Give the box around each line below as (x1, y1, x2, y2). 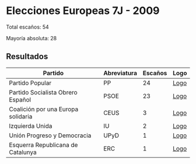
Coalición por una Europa (9, 105, 79, 113)
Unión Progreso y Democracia (9, 131, 92, 139)
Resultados (6, 51, 48, 62)
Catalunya (9, 148, 37, 156)
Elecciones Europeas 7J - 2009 (6, 4, 160, 18)
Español (9, 95, 31, 103)
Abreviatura (103, 69, 137, 77)
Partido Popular (9, 79, 52, 87)
